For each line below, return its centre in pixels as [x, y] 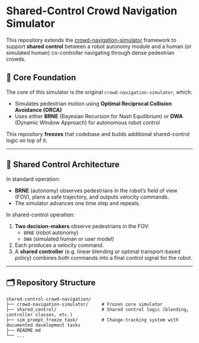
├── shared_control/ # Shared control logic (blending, [98, 310]
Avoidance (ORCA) [38, 110]
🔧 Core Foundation [41, 78]
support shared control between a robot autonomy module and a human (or [99, 46]
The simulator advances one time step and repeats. [77, 203]
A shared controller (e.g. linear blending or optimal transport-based [97, 251]
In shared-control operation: [41, 215]
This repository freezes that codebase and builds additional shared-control [98, 134]
